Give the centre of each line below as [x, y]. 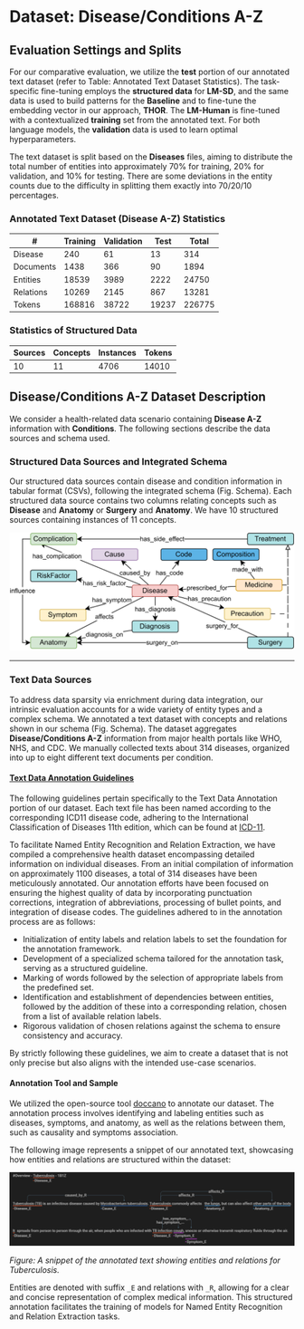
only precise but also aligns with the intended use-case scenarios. [133, 1063]
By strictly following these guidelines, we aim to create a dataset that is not [149, 1053]
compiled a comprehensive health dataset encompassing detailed [132, 854]
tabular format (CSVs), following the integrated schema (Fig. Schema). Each [151, 491]
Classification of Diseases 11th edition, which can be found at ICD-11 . [138, 827]
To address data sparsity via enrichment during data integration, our [137, 699]
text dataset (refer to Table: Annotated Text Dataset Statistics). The [134, 82]
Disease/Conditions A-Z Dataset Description [138, 397]
